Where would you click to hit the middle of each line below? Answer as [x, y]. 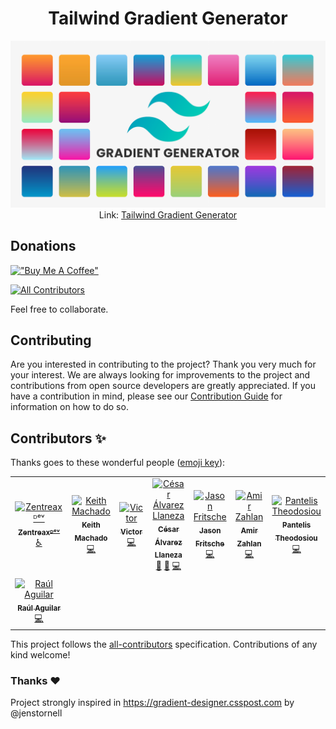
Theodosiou [296, 538]
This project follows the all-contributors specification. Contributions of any [164, 644]
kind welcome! [40, 654]
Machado [91, 538]
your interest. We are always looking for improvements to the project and [160, 375]
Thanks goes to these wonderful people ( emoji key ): [118, 463]
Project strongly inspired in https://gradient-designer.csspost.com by [152, 703]
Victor [131, 532]
